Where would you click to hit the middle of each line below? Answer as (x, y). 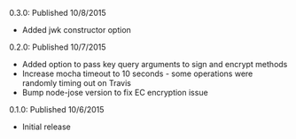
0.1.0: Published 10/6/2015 (57, 109)
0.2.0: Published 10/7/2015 (58, 47)
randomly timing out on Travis (76, 83)
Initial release (46, 127)
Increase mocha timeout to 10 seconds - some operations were (137, 73)
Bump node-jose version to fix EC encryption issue (115, 93)
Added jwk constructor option (76, 30)
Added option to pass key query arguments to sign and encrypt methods (155, 64)
